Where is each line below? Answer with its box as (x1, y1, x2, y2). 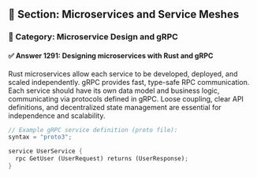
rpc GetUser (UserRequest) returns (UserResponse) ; (15, 155, 189, 163)
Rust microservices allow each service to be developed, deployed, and (8, 68, 238, 79)
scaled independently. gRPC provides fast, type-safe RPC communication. (8, 77, 250, 87)
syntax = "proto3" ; (8, 133, 73, 142)
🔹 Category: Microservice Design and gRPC (8, 31, 179, 42)
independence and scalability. (8, 111, 106, 120)
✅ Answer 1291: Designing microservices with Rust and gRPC (8, 50, 214, 60)
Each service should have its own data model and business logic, (8, 86, 220, 95)
